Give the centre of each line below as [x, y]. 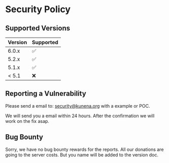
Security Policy [38, 9]
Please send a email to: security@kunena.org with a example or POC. [78, 106]
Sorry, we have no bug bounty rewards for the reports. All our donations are [84, 149]
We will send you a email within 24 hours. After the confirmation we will [80, 116]
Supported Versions [38, 28]
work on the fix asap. [27, 121]
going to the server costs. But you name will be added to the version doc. [82, 155]
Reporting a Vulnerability [46, 94]
